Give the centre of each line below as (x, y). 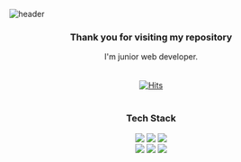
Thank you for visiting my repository (151, 37)
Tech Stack (151, 119)
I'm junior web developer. (151, 57)
